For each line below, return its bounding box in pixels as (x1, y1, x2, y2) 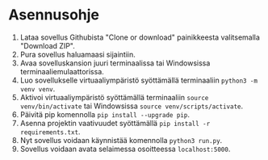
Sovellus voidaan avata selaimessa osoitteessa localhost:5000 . (19, 144, 231, 154)
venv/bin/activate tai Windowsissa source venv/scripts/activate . (19, 101, 244, 111)
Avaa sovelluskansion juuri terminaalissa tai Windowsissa (19, 58, 211, 68)
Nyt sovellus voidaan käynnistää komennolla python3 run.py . (19, 135, 223, 145)
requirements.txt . (19, 127, 81, 137)
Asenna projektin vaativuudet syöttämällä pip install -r (19, 118, 211, 128)
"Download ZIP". (19, 40, 75, 50)
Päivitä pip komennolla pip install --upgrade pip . (19, 109, 190, 119)
